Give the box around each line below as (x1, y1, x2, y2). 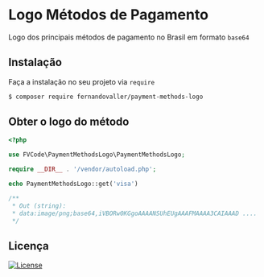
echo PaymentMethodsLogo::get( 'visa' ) (8, 180, 138, 188)
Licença (8, 239, 50, 253)
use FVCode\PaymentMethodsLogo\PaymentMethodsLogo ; (8, 151, 185, 159)
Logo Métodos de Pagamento (8, 6, 209, 24)
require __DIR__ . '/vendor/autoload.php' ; (8, 165, 157, 174)
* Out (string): (11, 201, 67, 210)
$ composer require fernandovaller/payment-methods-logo (8, 93, 204, 101)
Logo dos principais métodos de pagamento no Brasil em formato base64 (8, 32, 250, 42)
